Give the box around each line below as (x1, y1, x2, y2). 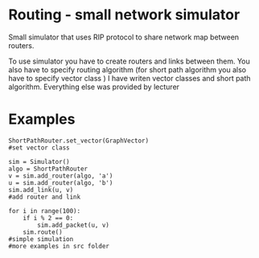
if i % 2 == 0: (23, 214, 74, 222)
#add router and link (8, 193, 81, 201)
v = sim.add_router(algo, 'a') (8, 171, 113, 180)
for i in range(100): (8, 207, 81, 215)
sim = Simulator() (8, 158, 70, 166)
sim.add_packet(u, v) (37, 221, 110, 229)
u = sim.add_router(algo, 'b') (8, 178, 113, 186)
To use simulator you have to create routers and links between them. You (8, 56, 251, 66)
